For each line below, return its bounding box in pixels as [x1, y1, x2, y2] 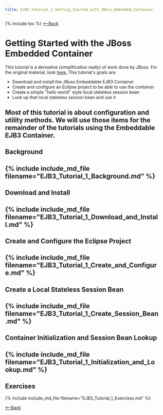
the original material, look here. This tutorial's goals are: [5, 69, 117, 75]
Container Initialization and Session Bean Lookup [5, 334, 157, 342]
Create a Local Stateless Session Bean [5, 285, 124, 294]
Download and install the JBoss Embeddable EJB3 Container [12, 79, 134, 84]
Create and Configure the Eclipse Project [5, 237, 131, 245]
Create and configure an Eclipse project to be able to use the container [12, 84, 155, 90]
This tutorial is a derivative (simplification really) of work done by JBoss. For [5, 64, 158, 70]
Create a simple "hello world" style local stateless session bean [12, 89, 140, 95]
